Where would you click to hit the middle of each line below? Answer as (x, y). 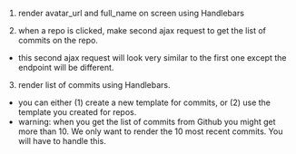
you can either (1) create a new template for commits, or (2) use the (144, 102)
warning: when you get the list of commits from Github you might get (147, 122)
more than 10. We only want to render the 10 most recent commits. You (150, 131)
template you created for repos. (77, 112)
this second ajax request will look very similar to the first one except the (152, 58)
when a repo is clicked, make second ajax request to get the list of (142, 30)
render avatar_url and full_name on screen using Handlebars (131, 13)
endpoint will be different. (66, 67)
